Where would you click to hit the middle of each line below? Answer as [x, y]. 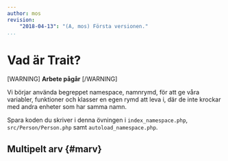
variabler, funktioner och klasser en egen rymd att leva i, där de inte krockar [114, 99]
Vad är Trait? [44, 60]
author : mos [24, 13]
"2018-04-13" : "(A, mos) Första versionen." [84, 26]
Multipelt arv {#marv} [55, 149]
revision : [21, 20]
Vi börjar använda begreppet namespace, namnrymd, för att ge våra [103, 92]
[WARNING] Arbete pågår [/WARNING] [62, 79]
